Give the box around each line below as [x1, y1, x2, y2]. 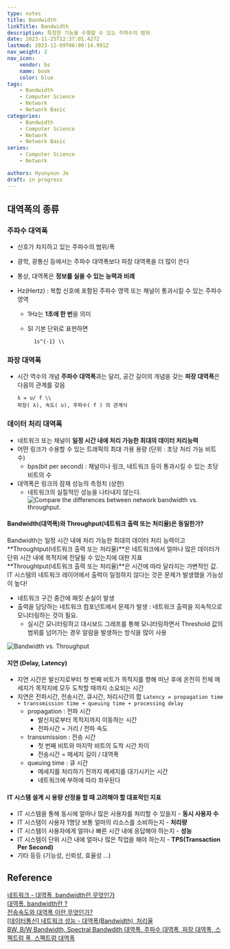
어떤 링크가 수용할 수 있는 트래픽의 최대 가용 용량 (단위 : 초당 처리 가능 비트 [16, 445, 217, 453]
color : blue [19, 74, 54, 81]
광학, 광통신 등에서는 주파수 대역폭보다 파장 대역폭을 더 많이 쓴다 [16, 258, 189, 266]
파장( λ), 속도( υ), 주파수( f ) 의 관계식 [16, 402, 128, 409]
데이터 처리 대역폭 [7, 419, 63, 429]
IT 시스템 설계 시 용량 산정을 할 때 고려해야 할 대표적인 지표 [7, 793, 161, 801]
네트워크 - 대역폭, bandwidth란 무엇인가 [7, 891, 115, 899]
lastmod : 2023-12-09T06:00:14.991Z [7, 42, 109, 49]
